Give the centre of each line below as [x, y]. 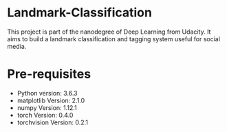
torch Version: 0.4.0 [45, 115]
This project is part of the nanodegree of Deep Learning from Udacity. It [109, 32]
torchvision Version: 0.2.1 [52, 122]
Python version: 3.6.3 [47, 93]
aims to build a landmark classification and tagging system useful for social [113, 38]
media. [17, 46]
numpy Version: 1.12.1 [47, 107]
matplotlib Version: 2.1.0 [51, 100]
